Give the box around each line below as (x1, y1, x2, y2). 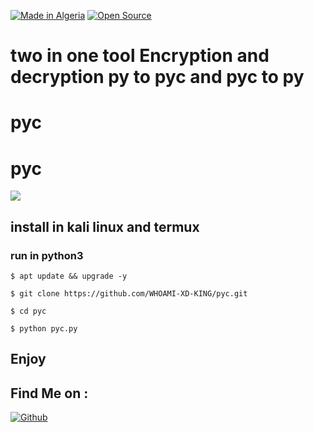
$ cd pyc (10, 306, 47, 316)
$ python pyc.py (10, 324, 78, 334)
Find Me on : (10, 385, 89, 402)
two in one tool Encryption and (10, 45, 270, 67)
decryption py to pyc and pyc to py (10, 66, 305, 89)
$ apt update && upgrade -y (10, 271, 128, 281)
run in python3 (10, 248, 84, 262)
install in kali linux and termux (10, 218, 200, 235)
